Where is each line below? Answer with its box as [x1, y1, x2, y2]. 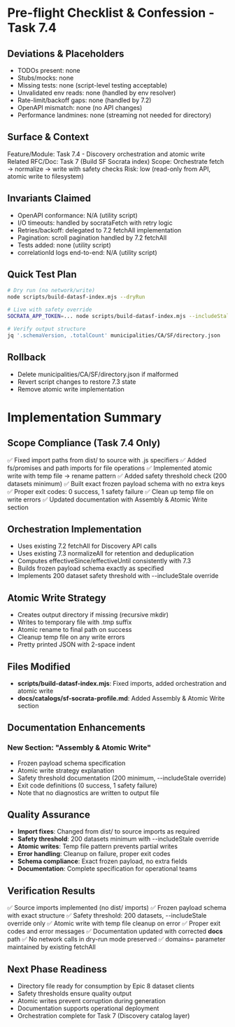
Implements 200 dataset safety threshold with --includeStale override [17, 572, 219, 580]
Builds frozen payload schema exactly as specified [17, 564, 164, 572]
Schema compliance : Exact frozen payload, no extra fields [17, 857, 187, 866]
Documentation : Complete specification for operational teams [17, 864, 197, 873]
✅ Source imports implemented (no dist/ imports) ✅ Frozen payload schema [7, 904, 227, 912]
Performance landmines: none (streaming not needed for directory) [17, 111, 212, 119]
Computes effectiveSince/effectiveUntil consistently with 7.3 [17, 557, 191, 565]
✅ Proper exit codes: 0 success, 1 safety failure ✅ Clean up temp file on [7, 487, 214, 495]
